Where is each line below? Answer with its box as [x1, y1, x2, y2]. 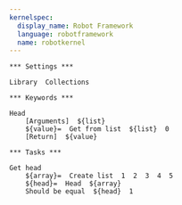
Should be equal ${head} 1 [25, 187, 134, 196]
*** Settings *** [9, 62, 74, 71]
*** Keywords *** [9, 94, 74, 102]
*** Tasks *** [9, 148, 62, 157]
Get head [9, 164, 42, 173]
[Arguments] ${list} [25, 117, 105, 126]
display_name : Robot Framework [17, 21, 134, 30]
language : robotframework [17, 29, 114, 38]
